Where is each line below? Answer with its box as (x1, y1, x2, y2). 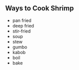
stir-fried (12, 28, 31, 34)
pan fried (12, 17, 31, 23)
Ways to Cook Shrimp (5, 4, 74, 12)
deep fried (12, 22, 34, 28)
